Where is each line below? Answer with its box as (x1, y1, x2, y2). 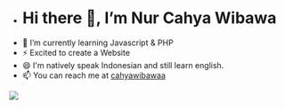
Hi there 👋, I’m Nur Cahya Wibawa (21, 8, 277, 28)
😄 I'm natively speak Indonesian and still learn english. (21, 59, 224, 70)
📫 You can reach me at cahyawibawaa (21, 70, 167, 81)
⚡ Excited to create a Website (21, 47, 131, 58)
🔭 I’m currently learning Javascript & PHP (21, 37, 174, 48)
